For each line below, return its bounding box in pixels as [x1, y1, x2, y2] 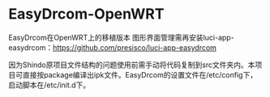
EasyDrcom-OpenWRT [8, 5, 165, 23]
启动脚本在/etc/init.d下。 [8, 80, 91, 90]
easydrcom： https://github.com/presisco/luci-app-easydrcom [8, 42, 217, 53]
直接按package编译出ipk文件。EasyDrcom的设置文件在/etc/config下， [22, 70, 258, 79]
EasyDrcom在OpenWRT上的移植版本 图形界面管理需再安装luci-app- [8, 32, 235, 42]
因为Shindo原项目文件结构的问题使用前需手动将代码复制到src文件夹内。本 [8, 60, 255, 70]
